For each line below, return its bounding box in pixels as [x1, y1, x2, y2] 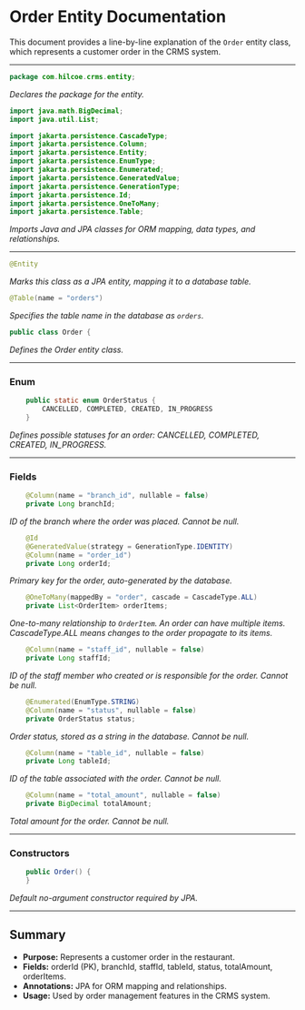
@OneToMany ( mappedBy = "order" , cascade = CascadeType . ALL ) [25, 593, 258, 602]
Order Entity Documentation [9, 6, 227, 27]
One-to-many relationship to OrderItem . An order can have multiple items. [9, 618, 286, 629]
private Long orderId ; [25, 559, 112, 568]
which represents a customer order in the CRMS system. [9, 45, 221, 56]
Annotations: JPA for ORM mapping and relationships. [22, 980, 227, 991]
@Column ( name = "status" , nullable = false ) [25, 705, 197, 715]
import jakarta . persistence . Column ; [9, 139, 148, 149]
